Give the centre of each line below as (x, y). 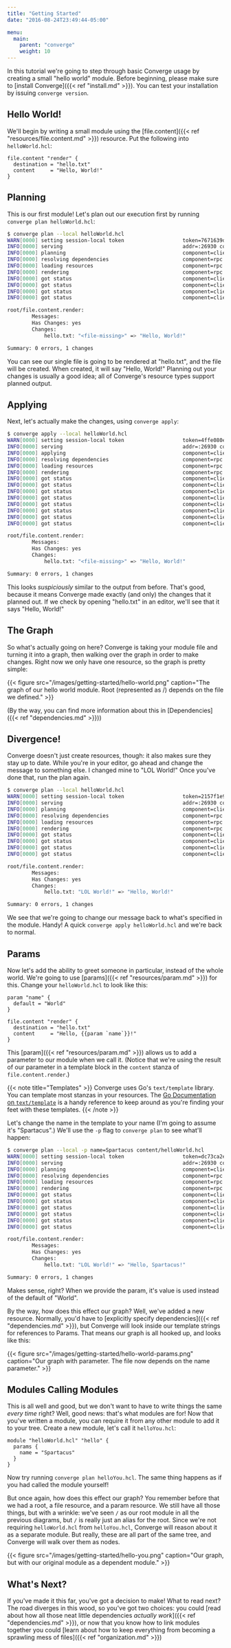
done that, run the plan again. (49, 778)
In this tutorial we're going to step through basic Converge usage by (103, 71)
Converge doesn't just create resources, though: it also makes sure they (109, 756)
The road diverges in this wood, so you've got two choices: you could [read (114, 1608)
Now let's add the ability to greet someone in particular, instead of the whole (115, 970)
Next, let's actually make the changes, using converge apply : (93, 421)
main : (21, 39)
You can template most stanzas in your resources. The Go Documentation (112, 1095)
